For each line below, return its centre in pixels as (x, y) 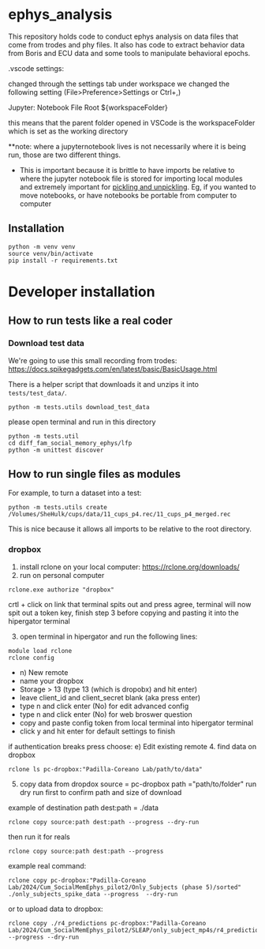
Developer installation (82, 292)
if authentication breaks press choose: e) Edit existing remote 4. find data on (132, 746)
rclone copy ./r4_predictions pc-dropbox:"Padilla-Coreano (107, 923)
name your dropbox (52, 681)
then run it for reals (39, 836)
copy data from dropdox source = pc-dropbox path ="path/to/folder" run (138, 784)
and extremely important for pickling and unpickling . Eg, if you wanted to (138, 186)
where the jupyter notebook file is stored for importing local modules (131, 178)
